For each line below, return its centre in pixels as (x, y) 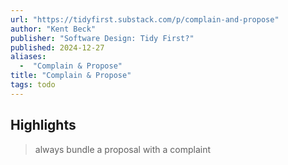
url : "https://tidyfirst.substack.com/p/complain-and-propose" (145, 19)
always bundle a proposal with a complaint (123, 149)
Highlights (43, 125)
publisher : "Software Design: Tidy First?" (102, 38)
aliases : (28, 57)
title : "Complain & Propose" (71, 76)
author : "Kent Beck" (53, 29)
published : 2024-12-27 (57, 47)
